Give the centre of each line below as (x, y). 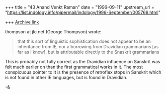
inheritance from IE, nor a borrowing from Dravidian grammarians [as (88, 47)
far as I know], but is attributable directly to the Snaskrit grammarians (88, 52)
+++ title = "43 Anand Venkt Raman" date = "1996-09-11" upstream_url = (80, 7)
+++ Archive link (22, 22)
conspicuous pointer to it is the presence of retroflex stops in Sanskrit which (83, 72)
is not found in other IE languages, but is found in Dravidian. (66, 77)
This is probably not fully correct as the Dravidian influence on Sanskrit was (83, 61)
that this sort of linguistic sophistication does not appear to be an (84, 41)
